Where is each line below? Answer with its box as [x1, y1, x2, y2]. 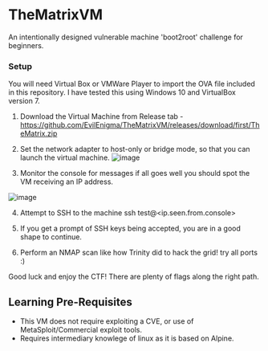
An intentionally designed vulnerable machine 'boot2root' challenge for [8, 32, 243, 42]
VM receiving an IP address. [19, 177, 114, 186]
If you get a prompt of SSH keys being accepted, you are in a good [19, 223, 241, 234]
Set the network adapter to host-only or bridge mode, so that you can [19, 145, 250, 154]
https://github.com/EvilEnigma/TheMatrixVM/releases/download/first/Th [19, 120, 260, 130]
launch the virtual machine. [19, 153, 110, 162]
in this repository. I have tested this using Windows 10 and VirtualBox [8, 88, 237, 97]
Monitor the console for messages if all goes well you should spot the [19, 169, 250, 178]
